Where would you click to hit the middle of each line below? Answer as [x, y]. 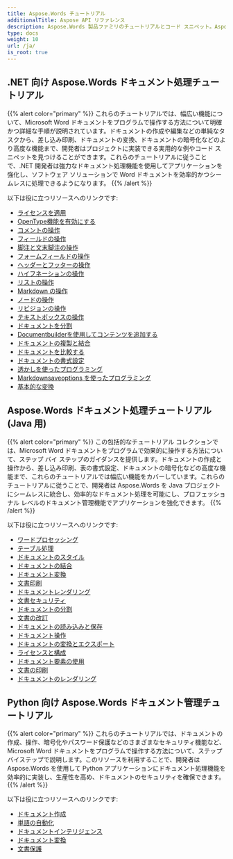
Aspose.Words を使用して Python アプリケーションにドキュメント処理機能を [116, 769]
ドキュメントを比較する [51, 351]
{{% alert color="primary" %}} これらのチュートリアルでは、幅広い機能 [109, 113]
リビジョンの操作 [42, 308]
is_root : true [28, 53]
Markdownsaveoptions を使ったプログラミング [84, 378]
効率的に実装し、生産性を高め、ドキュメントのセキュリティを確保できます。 [116, 777]
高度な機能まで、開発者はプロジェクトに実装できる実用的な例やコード [113, 148]
